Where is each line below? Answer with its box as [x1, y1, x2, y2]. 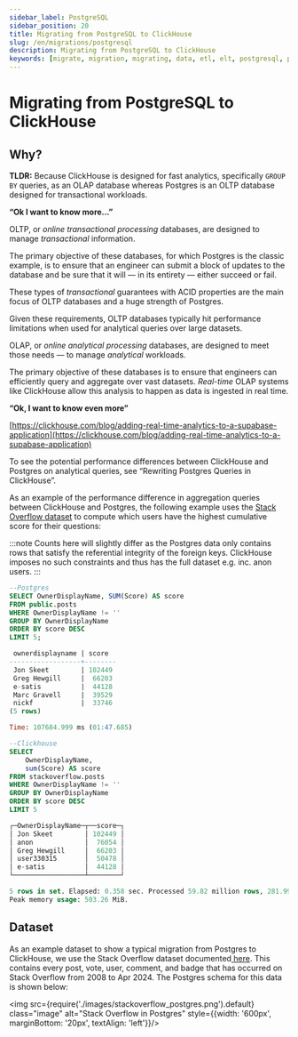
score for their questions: [9, 521, 102, 531]
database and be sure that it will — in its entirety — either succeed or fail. [9, 269, 278, 280]
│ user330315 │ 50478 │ [9, 855, 125, 864]
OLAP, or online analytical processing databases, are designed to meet [9, 340, 270, 350]
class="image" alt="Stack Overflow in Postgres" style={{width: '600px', [9, 1008, 272, 1018]
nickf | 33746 [12, 699, 114, 708]
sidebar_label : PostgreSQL [9, 12, 109, 22]
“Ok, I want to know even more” [9, 403, 129, 414]
